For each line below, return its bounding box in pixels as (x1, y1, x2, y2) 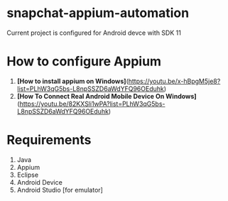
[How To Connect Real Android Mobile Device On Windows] (16, 92, 197, 100)
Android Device (16, 178, 63, 186)
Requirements (6, 132, 92, 148)
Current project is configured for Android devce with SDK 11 (6, 28, 182, 37)
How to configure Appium (6, 53, 161, 70)
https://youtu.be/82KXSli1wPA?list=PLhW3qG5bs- (19, 99, 165, 108)
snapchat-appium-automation (6, 5, 190, 21)
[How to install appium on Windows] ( (16, 77, 129, 85)
